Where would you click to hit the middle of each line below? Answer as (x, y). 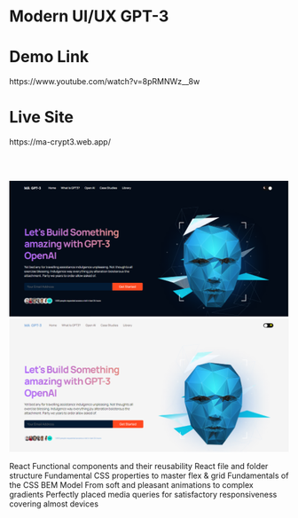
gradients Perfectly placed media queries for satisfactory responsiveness (143, 495)
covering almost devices (54, 504)
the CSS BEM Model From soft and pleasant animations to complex (132, 485)
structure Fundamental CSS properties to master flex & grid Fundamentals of (149, 475)
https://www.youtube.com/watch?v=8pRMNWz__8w (105, 82)
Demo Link (49, 57)
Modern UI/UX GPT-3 (89, 16)
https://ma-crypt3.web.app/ (60, 142)
